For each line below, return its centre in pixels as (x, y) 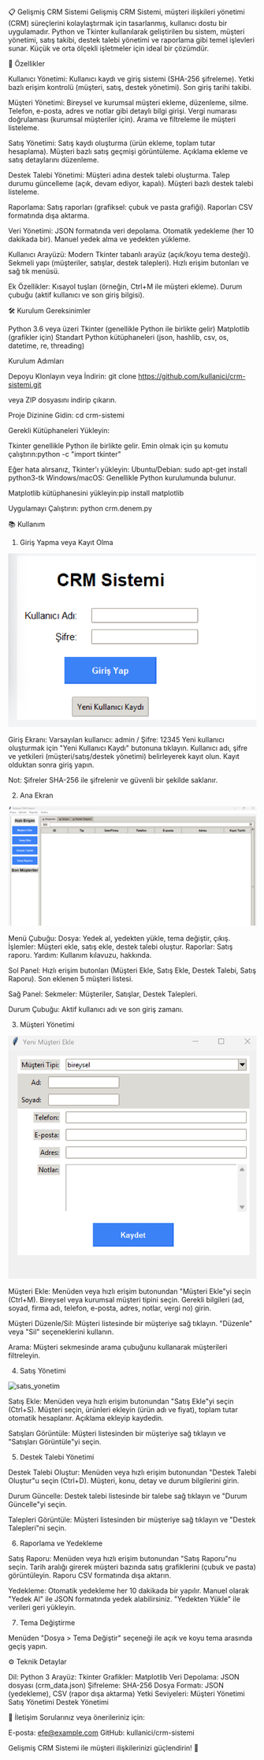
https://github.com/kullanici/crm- (191, 376)
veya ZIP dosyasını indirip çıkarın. (62, 400)
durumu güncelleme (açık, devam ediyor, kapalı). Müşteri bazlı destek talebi (131, 183)
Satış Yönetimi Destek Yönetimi (58, 1702)
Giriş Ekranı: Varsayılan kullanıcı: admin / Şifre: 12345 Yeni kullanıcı (116, 739)
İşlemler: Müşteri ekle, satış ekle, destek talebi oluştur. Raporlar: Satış (121, 947)
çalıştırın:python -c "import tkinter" (65, 454)
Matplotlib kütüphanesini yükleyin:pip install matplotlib (96, 493)
